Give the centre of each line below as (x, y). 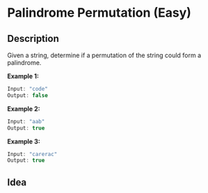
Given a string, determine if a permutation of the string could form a (104, 55)
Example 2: (24, 109)
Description (33, 39)
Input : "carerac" (32, 154)
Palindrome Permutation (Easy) (99, 13)
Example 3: (24, 141)
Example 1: (23, 76)
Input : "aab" (26, 121)
